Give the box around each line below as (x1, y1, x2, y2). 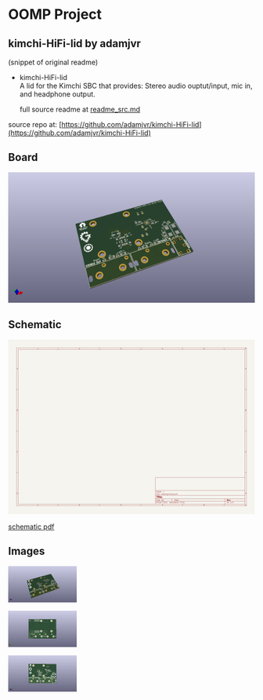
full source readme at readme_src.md (19, 104, 141, 114)
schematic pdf (8, 522, 55, 531)
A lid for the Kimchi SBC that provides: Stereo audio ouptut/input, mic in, (19, 81, 253, 90)
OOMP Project (8, 5, 103, 24)
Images (8, 545, 45, 558)
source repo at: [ (8, 120, 62, 129)
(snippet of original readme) (8, 57, 99, 67)
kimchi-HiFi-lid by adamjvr (8, 37, 141, 50)
